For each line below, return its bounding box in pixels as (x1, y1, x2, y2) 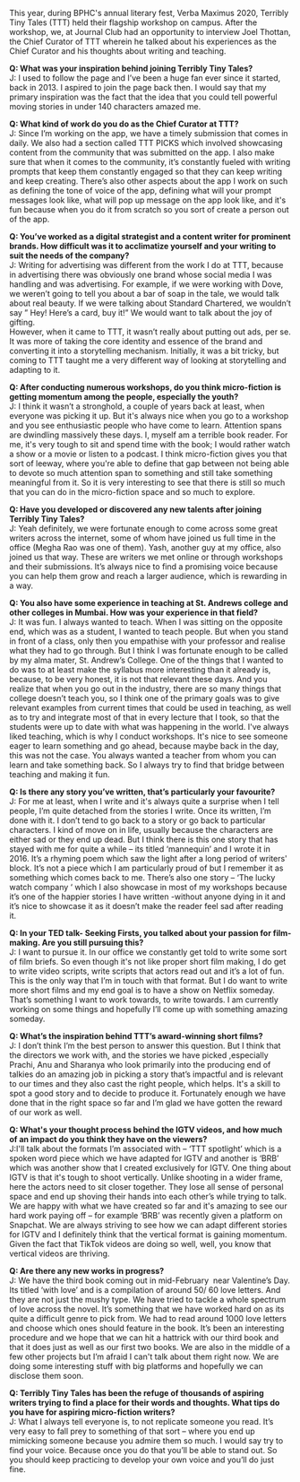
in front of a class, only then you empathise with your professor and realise (9, 636, 287, 646)
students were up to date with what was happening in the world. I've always (9, 722, 289, 732)
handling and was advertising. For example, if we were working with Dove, (9, 279, 284, 290)
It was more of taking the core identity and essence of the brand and (9, 336, 263, 346)
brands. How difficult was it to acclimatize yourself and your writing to (9, 241, 276, 251)
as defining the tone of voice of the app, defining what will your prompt (9, 186, 271, 195)
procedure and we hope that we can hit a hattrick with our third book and (9, 1332, 279, 1343)
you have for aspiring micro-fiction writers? (9, 1407, 176, 1417)
